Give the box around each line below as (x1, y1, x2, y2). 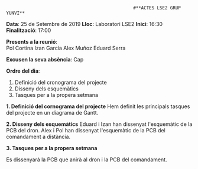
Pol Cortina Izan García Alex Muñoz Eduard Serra (6, 44, 126, 51)
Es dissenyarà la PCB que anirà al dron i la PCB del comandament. (6, 156, 167, 163)
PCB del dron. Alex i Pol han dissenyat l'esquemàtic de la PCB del (6, 127, 165, 134)
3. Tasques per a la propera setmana (6, 145, 98, 151)
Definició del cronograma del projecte (14, 79, 108, 86)
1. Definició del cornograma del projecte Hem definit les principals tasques (6, 103, 190, 110)
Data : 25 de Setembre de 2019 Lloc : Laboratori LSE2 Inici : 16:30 (6, 21, 163, 27)
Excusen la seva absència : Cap (6, 56, 84, 63)
